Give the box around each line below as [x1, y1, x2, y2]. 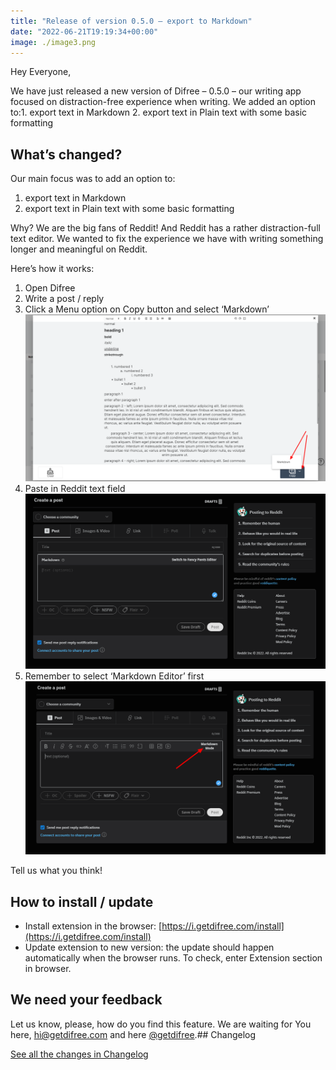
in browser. [24, 962, 72, 974]
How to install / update [10, 893, 154, 910]
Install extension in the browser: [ [24, 920, 163, 932]
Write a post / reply [24, 293, 105, 305]
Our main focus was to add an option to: [10, 173, 176, 185]
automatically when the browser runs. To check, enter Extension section [24, 951, 323, 964]
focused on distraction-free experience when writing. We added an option [10, 96, 316, 108]
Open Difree [24, 282, 76, 294]
